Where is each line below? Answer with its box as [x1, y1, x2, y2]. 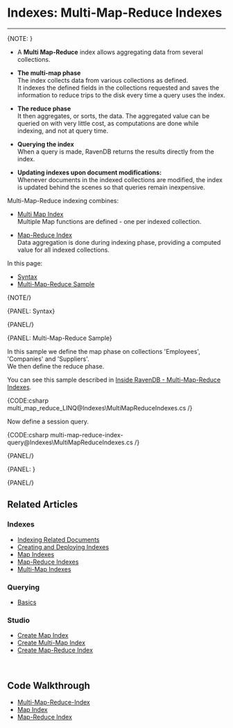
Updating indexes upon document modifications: [17, 168, 162, 177]
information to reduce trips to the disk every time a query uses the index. [17, 90, 225, 99]
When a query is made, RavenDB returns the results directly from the [17, 147, 214, 156]
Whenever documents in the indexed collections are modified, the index [17, 175, 223, 184]
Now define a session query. [7, 417, 89, 426]
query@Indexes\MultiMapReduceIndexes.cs [7, 438, 133, 446]
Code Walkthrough [7, 679, 90, 691]
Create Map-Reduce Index [17, 646, 94, 654]
